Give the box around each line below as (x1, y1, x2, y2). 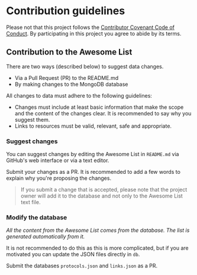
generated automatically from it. (6, 233, 85, 240)
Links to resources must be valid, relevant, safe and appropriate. (14, 122, 172, 130)
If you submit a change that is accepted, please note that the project (20, 186, 188, 193)
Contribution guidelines (6, 4, 125, 18)
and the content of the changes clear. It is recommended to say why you (14, 109, 192, 117)
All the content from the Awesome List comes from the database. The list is (6, 227, 190, 234)
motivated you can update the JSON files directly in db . (6, 251, 140, 258)
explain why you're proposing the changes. (6, 174, 111, 182)
